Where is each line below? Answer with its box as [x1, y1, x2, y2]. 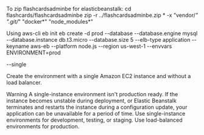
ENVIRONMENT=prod [6, 49, 61, 56]
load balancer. [6, 79, 42, 86]
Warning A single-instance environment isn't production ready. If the [6, 91, 178, 97]
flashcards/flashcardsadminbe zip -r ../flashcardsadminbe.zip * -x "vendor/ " [6, 12, 199, 19]
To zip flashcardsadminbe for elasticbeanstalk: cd [6, 5, 132, 12]
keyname [6, 42, 29, 50]
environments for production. [6, 123, 80, 130]
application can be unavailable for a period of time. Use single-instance [6, 110, 186, 117]
